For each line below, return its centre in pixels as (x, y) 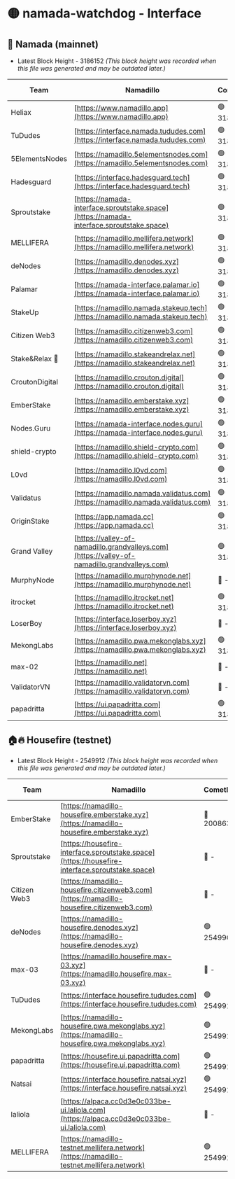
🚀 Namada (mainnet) (53, 44)
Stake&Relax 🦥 (35, 358)
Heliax (21, 112)
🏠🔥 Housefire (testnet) (59, 740)
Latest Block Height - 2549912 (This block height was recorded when (117, 760)
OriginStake (30, 521)
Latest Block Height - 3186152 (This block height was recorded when (117, 61)
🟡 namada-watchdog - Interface (104, 14)
